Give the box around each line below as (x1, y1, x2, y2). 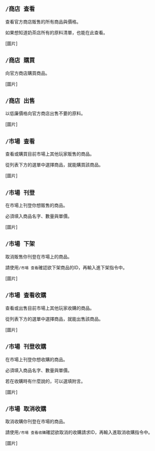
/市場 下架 (5, 240, 35, 248)
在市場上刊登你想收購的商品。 (5, 356, 68, 362)
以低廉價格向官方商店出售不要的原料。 (5, 110, 85, 116)
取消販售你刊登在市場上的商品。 (5, 253, 72, 259)
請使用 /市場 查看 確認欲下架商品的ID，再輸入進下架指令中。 (5, 264, 128, 270)
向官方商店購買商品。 (5, 70, 50, 76)
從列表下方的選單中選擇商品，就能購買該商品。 (5, 162, 103, 168)
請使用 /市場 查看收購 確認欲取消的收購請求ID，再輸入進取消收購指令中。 (5, 429, 153, 436)
